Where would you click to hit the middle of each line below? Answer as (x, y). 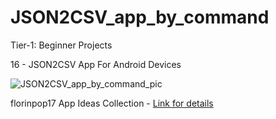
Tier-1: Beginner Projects (61, 45)
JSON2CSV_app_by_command (140, 17)
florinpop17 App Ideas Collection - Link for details (112, 103)
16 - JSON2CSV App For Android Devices (96, 64)
